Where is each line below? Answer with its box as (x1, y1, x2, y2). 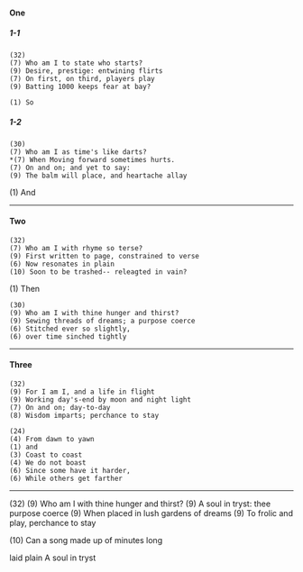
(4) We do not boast (9, 458, 87, 468)
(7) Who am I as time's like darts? (9, 147, 147, 157)
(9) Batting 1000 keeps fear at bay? (9, 82, 151, 91)
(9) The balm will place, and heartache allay (9, 171, 188, 180)
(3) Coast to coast (9, 450, 83, 459)
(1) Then (9, 283, 41, 294)
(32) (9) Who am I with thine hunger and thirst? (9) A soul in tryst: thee (9, 498, 271, 509)
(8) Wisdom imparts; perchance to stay (9, 411, 160, 420)
